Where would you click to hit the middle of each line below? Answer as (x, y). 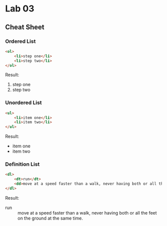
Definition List (22, 164)
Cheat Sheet (25, 27)
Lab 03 (20, 9)
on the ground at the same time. (50, 218)
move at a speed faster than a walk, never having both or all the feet (87, 213)
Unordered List (24, 103)
